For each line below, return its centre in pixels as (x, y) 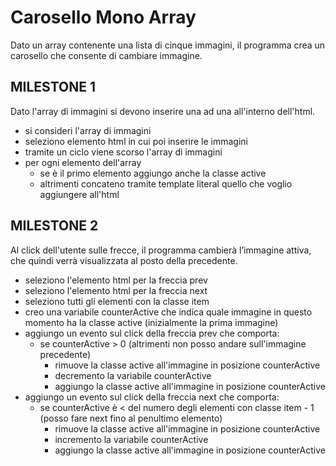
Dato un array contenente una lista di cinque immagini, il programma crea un (168, 45)
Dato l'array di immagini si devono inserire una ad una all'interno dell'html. (163, 111)
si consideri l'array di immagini (88, 130)
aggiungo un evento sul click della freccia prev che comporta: (152, 333)
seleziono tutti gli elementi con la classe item (117, 301)
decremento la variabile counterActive (133, 375)
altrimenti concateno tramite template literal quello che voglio (166, 183)
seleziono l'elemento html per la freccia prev (116, 280)
